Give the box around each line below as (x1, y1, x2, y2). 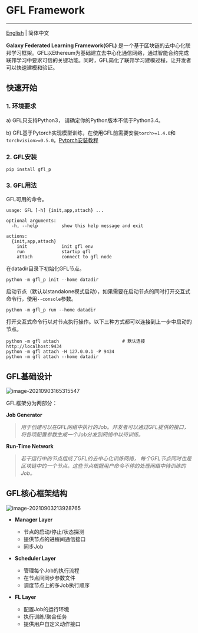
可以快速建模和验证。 (6, 64, 58, 71)
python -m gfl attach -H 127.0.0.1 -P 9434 (6, 349, 115, 355)
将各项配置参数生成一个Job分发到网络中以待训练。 (20, 431, 144, 438)
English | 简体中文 (6, 29, 49, 36)
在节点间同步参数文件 (23, 574, 75, 581)
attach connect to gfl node (16, 254, 112, 260)
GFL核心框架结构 (6, 488, 68, 498)
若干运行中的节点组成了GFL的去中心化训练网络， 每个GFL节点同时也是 (20, 455, 192, 462)
